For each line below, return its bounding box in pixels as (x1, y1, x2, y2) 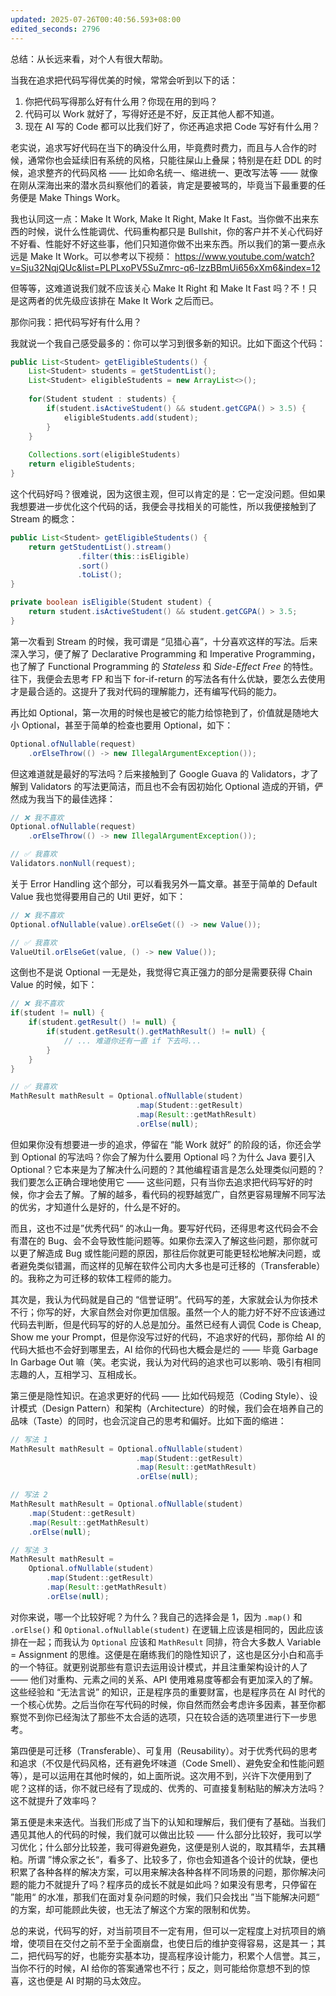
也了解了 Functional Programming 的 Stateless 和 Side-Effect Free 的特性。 (10, 660, 319, 672)
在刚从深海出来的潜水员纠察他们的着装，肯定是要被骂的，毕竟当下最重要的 (10, 179, 317, 191)
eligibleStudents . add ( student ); (63, 412, 199, 423)
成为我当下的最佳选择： (18, 792, 116, 805)
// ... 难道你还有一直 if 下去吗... (63, 1036, 202, 1046)
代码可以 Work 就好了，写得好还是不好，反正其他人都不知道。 (24, 107, 280, 120)
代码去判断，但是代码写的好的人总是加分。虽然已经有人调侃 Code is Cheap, (10, 1318, 322, 1330)
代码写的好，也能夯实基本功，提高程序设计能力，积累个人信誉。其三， (36, 1949, 326, 1961)
